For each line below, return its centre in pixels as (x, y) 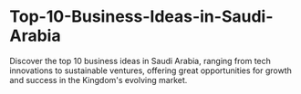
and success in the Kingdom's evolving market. (99, 80)
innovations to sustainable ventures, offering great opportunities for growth (150, 70)
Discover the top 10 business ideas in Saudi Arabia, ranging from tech (140, 61)
